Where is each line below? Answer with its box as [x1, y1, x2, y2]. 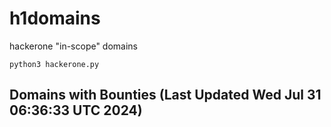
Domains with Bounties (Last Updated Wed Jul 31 [9, 87, 322, 104]
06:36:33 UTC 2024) [9, 102, 143, 119]
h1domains [9, 7, 101, 30]
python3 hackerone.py [9, 59, 100, 69]
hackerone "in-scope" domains [9, 40, 139, 52]
